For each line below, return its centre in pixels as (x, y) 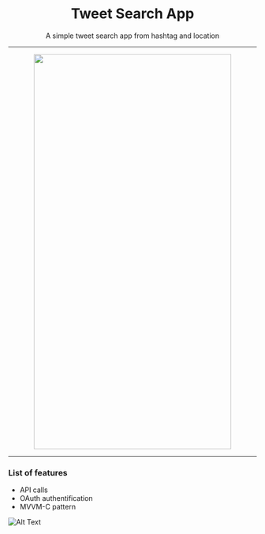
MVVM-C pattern (48, 507)
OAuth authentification (56, 498)
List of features (38, 472)
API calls (34, 490)
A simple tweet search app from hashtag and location (132, 36)
